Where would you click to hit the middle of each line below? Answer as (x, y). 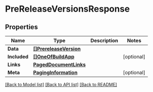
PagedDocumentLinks (59, 64)
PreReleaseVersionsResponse (67, 9)
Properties (22, 27)
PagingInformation (55, 73)
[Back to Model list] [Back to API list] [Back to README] (61, 84)
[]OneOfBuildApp (54, 57)
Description (104, 41)
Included (18, 57)
